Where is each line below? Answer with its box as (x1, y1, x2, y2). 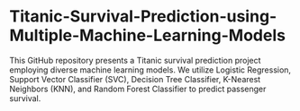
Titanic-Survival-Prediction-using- (9, 6, 277, 27)
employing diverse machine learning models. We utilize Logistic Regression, (9, 64, 291, 75)
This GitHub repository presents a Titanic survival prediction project (9, 55, 261, 65)
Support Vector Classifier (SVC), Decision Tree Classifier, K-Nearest (9, 73, 261, 84)
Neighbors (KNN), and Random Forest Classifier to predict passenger (9, 83, 267, 94)
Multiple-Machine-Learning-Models (9, 25, 286, 46)
